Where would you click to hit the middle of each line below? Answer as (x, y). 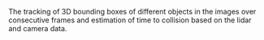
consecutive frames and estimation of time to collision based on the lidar (130, 20)
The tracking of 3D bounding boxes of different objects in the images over (132, 12)
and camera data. (38, 28)
